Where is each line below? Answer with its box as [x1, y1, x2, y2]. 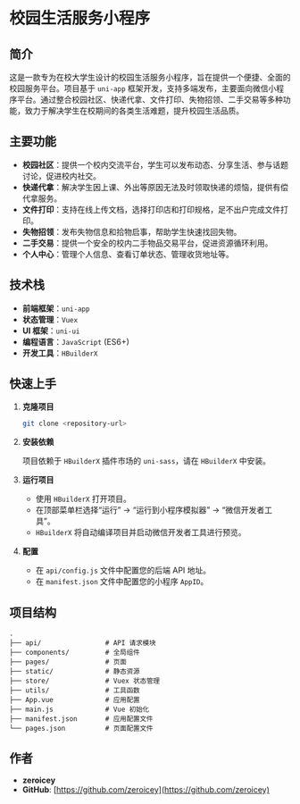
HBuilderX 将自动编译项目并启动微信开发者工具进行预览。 [35, 527, 246, 538]
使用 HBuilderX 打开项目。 [35, 493, 131, 505]
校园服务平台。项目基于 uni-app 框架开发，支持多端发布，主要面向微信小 [9, 83, 277, 94]
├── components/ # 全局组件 [9, 649, 140, 657]
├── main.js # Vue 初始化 [9, 705, 150, 715]
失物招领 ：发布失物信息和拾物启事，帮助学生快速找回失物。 [21, 226, 242, 237]
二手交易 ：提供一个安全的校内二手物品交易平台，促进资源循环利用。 [21, 238, 273, 248]
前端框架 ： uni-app [21, 303, 90, 314]
